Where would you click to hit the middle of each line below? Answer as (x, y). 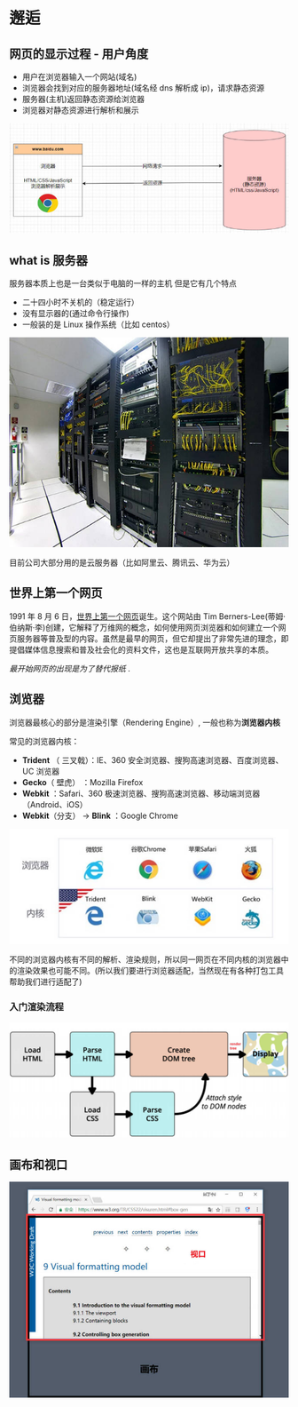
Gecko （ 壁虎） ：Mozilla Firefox (82, 782)
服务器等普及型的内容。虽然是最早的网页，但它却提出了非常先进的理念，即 (153, 638)
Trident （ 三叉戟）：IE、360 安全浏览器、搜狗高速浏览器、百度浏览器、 (153, 759)
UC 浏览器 (41, 771)
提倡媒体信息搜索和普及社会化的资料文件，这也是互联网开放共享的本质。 (141, 649)
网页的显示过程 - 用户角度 (79, 54)
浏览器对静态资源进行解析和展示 (80, 110)
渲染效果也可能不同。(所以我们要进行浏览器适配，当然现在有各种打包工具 (150, 971)
